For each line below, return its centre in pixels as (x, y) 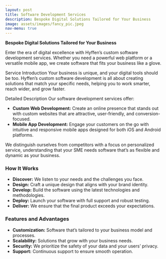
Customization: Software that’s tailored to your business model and (82, 230)
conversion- (148, 114)
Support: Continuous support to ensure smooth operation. (73, 251)
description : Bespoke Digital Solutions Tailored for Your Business (78, 19)
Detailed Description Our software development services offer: (70, 99)
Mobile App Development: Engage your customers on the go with (80, 124)
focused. (21, 119)
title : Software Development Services (45, 15)
